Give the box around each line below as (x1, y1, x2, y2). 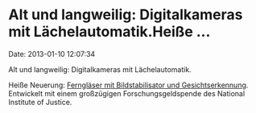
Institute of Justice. (8, 97, 72, 107)
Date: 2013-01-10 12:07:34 (8, 49, 96, 59)
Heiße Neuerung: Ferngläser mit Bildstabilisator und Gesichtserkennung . (8, 80, 249, 90)
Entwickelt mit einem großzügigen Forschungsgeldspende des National (8, 88, 246, 98)
